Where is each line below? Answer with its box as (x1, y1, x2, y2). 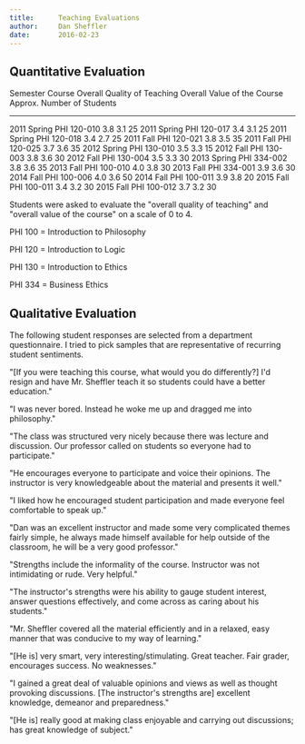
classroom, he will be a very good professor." (9, 541, 179, 552)
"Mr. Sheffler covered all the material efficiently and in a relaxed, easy (9, 623, 271, 634)
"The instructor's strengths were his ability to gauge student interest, (9, 587, 268, 597)
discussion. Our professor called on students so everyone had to (9, 441, 251, 451)
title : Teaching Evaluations (9, 13, 141, 23)
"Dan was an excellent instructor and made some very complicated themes (9, 522, 290, 532)
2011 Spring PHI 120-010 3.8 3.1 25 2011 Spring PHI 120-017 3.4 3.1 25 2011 (9, 124, 288, 134)
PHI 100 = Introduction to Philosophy (9, 226, 147, 237)
